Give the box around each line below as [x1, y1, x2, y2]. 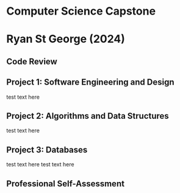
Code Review [6, 56, 58, 66]
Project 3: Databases [6, 144, 88, 155]
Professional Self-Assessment [6, 178, 125, 189]
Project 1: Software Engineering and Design [6, 77, 175, 88]
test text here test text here [6, 161, 74, 168]
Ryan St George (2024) [6, 32, 125, 46]
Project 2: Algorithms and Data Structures [6, 111, 169, 121]
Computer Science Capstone [6, 4, 156, 18]
